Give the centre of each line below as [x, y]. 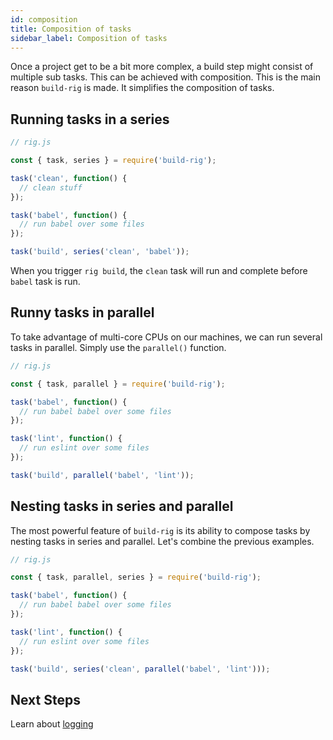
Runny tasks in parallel [82, 312]
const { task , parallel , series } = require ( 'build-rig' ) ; [136, 577]
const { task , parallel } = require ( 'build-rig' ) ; [118, 384]
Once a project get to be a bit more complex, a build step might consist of [162, 67]
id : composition [44, 19]
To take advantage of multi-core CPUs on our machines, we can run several [166, 337]
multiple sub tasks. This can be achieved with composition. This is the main [166, 77]
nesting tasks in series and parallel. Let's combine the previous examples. [162, 541]
